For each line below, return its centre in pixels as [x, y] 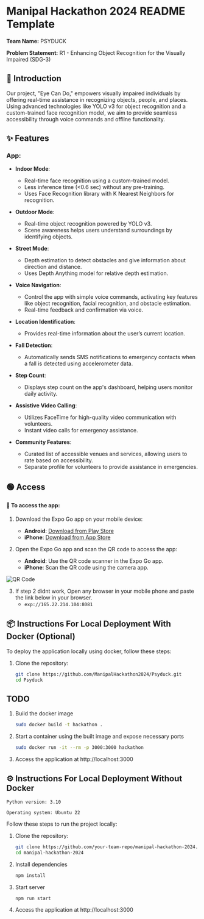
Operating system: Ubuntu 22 [43, 812]
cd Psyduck [29, 680]
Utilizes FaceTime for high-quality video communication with [100, 417]
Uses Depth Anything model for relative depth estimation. [96, 273]
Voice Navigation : [38, 285]
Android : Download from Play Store [69, 531]
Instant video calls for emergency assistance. [81, 431]
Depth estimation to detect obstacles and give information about [105, 260]
